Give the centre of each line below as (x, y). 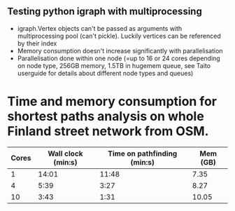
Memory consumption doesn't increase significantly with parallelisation (120, 50)
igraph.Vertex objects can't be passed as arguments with (100, 28)
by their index (37, 43)
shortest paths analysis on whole (106, 116)
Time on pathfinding (143, 154)
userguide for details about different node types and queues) (105, 73)
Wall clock (65, 154)
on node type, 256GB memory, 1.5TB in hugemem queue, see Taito (114, 65)
